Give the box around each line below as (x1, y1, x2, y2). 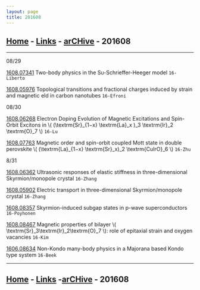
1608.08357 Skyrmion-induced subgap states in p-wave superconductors (6, 204, 187, 212)
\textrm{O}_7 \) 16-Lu (6, 128, 58, 135)
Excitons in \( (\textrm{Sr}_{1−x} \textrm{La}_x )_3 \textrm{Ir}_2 (20, 121, 174, 128)
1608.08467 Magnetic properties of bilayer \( (6, 221, 117, 228)
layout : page (6, 8, 39, 15)
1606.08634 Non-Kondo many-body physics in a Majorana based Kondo (6, 245, 184, 253)
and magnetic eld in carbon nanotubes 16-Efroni (6, 92, 127, 99)
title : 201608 (6, 14, 42, 20)
